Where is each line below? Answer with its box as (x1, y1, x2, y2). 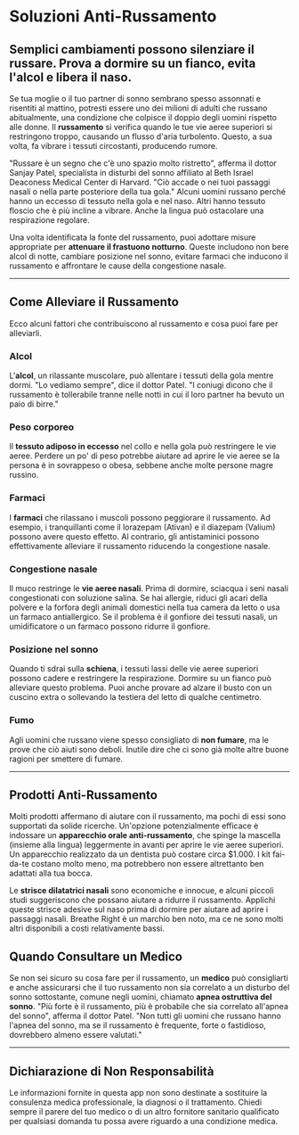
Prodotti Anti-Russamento (9, 787, 158, 802)
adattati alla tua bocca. (9, 868, 93, 879)
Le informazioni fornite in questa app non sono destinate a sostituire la (9, 1088, 268, 1098)
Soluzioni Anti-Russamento (9, 6, 217, 27)
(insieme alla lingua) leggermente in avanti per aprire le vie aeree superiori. (9, 840, 284, 851)
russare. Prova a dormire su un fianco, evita (9, 55, 256, 70)
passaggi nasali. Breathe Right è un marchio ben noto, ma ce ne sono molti (9, 914, 284, 925)
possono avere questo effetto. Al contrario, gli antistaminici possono (9, 530, 260, 541)
